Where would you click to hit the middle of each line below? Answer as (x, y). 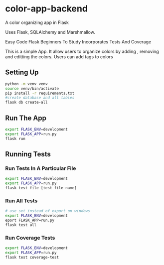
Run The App (26, 118)
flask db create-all (27, 103)
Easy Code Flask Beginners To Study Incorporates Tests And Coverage (78, 42)
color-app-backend (47, 9)
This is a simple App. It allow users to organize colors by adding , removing (82, 51)
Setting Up (22, 72)
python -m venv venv (27, 84)
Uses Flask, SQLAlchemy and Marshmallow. (50, 32)
